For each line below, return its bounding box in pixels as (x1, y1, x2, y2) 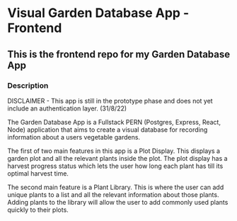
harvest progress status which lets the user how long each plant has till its (7, 161, 224, 170)
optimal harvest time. (7, 169, 69, 178)
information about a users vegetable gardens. (7, 132, 140, 141)
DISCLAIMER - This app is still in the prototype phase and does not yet (7, 96, 214, 105)
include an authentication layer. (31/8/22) (7, 104, 127, 113)
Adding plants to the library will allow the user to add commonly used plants (7, 198, 229, 206)
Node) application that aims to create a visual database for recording (7, 125, 208, 134)
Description (7, 80, 49, 90)
